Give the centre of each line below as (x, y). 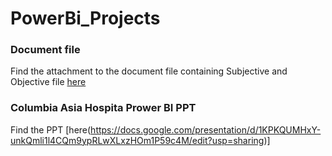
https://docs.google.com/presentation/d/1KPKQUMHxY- (206, 129)
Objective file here (48, 82)
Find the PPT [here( (51, 129)
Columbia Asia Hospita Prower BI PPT (103, 108)
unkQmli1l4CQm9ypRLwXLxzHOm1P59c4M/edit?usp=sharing (137, 140)
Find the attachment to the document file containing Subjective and (149, 71)
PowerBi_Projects (85, 18)
